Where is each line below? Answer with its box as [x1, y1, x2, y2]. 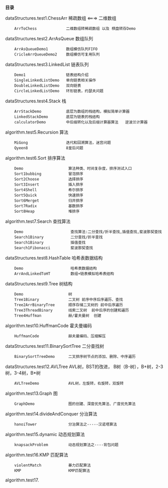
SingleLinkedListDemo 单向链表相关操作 [14, 78, 97, 83]
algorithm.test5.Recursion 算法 [5, 129, 69, 135]
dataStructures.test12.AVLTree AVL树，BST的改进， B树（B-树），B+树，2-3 [5, 363, 163, 370]
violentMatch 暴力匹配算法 [14, 463, 91, 468]
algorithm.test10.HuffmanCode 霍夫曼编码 [5, 323, 92, 329]
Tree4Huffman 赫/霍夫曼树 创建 [14, 313, 102, 318]
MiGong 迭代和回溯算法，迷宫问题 [14, 140, 111, 145]
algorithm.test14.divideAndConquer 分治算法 [5, 411, 98, 417]
